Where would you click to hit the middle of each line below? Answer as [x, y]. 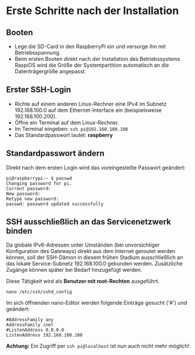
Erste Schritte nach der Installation [93, 11]
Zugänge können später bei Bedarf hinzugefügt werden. [74, 270]
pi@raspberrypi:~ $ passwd [39, 178]
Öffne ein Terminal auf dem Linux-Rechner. [67, 122]
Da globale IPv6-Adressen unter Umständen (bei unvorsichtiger [83, 245]
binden [19, 231]
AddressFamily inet [30, 325]
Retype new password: [33, 199]
